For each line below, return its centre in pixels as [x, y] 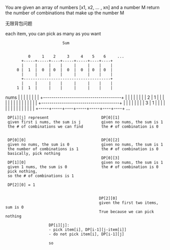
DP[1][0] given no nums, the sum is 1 [85, 162]
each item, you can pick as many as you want [53, 34]
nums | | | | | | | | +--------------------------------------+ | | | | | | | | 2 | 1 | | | [85, 97]
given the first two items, [129, 203]
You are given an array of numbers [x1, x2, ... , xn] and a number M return [82, 7]
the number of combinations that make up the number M [65, 13]
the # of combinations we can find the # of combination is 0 [83, 127]
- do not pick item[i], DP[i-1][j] [87, 234]
